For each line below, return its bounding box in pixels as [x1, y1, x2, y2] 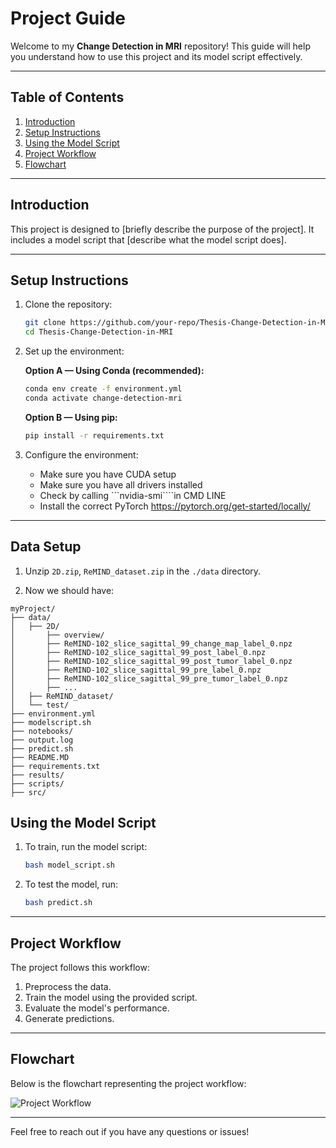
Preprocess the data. [24, 980, 112, 992]
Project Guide [10, 7, 127, 30]
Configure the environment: [24, 448, 139, 461]
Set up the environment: [24, 345, 125, 357]
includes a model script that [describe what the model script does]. [10, 233, 287, 246]
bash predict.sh [24, 898, 93, 908]
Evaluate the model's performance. [24, 1002, 170, 1014]
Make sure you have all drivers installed [39, 478, 203, 491]
